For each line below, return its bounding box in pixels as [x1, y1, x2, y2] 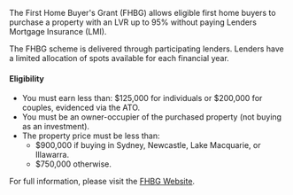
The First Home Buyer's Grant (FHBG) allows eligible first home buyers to [9, 8, 276, 18]
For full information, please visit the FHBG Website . [9, 176, 196, 187]
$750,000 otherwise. [35, 159, 112, 169]
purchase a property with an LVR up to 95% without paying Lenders [9, 17, 257, 27]
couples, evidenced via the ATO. [21, 102, 141, 113]
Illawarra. [35, 150, 69, 160]
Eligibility [9, 73, 44, 83]
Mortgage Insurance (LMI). [9, 27, 107, 36]
